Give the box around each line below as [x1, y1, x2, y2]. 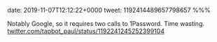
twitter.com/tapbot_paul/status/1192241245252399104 [7, 27, 164, 35]
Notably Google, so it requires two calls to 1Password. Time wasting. [7, 20, 205, 27]
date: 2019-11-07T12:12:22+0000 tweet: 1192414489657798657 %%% [7, 6, 211, 14]
